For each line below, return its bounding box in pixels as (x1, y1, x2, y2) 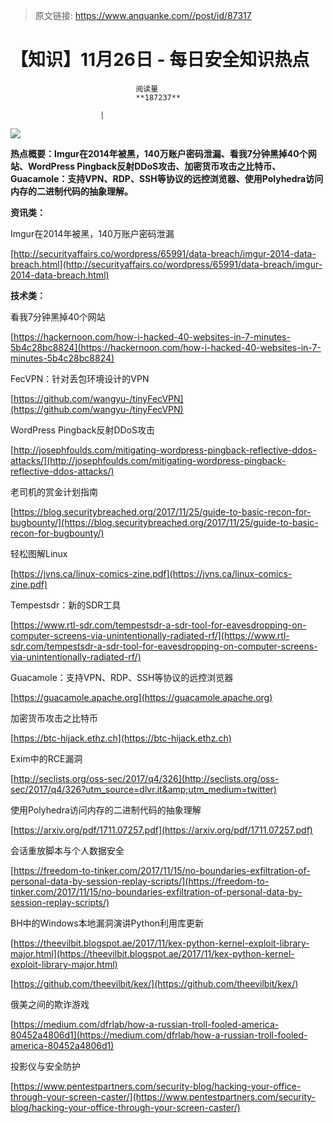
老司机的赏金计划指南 (10, 485, 98, 498)
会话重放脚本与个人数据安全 (10, 844, 125, 856)
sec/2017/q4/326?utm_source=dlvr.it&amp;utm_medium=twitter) (10, 783, 277, 795)
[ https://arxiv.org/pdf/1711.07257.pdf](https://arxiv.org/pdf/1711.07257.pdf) (10, 824, 313, 836)
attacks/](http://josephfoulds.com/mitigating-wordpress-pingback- (10, 454, 287, 466)
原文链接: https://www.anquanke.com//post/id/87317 (34, 10, 252, 21)
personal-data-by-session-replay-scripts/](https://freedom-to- (10, 875, 270, 887)
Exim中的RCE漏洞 (10, 752, 83, 764)
